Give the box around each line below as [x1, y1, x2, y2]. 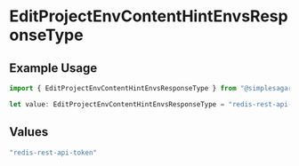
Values [9, 124, 49, 139]
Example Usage [9, 60, 98, 75]
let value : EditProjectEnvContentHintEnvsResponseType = [9, 99, 225, 108]
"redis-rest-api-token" [9, 148, 98, 157]
